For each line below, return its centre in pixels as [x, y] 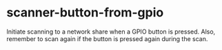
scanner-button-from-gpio [85, 13]
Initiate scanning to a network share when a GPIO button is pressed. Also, [111, 32]
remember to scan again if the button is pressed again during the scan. [107, 38]
